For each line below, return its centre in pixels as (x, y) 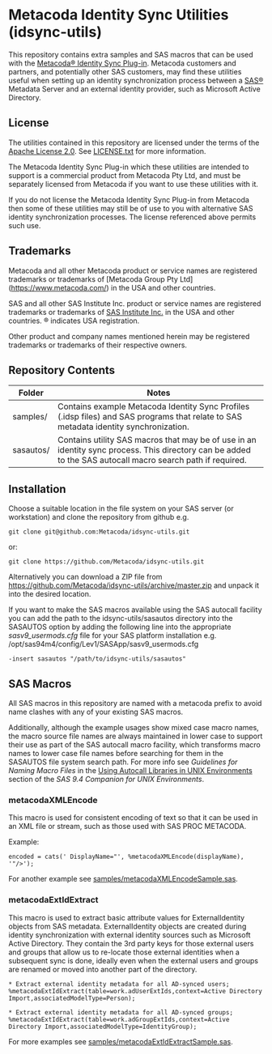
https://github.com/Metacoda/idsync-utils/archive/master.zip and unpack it (134, 585)
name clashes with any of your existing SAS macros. (96, 712)
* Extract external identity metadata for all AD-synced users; (119, 984)
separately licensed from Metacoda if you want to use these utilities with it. (134, 184)
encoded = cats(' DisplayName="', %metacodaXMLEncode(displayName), (126, 857)
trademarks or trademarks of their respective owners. (98, 345)
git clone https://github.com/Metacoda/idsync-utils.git (106, 562)
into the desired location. (50, 594)
